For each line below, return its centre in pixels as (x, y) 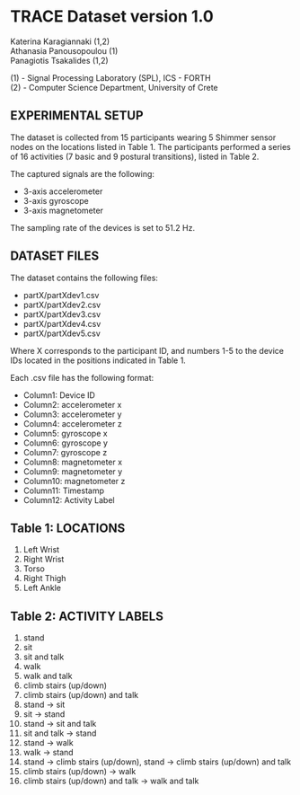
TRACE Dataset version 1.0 (112, 17)
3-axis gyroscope (56, 200)
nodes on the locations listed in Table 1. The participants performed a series (150, 146)
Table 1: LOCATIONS (68, 528)
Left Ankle (42, 588)
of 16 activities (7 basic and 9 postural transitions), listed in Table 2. (135, 156)
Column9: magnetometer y (73, 471)
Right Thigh (44, 579)
